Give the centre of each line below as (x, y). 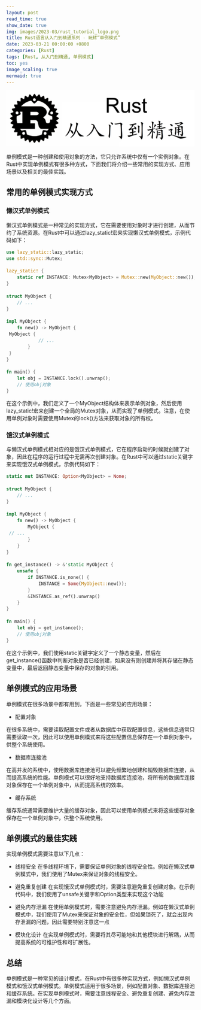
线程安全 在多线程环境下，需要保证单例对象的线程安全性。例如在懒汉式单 (105, 867)
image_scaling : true (32, 69)
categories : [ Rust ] (31, 51)
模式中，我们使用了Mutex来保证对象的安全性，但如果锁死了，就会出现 (101, 915)
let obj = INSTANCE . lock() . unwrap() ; (64, 378)
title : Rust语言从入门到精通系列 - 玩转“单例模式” (63, 38)
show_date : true (26, 25)
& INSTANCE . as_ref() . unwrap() (64, 596)
